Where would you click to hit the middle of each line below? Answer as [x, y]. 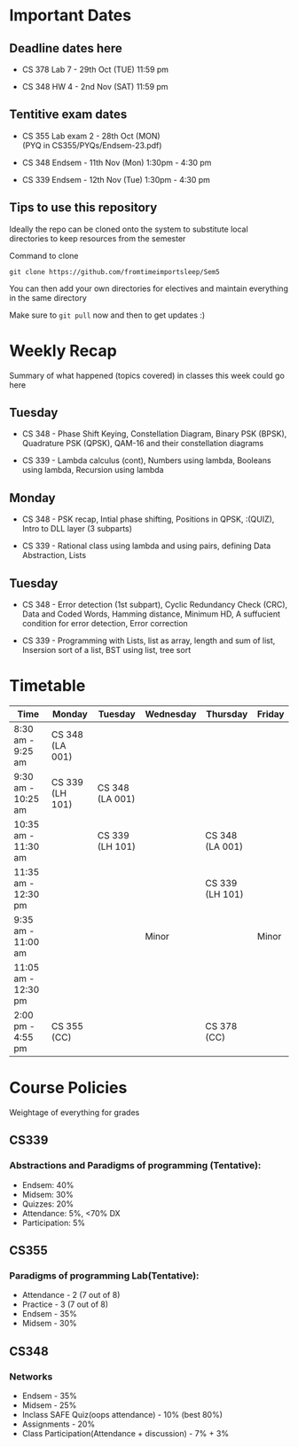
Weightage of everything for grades [74, 1112]
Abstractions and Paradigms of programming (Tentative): [135, 1166]
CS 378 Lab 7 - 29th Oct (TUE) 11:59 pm [95, 69]
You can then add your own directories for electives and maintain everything [149, 288]
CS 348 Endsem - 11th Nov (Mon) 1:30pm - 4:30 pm [117, 162]
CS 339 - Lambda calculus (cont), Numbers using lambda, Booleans [147, 460]
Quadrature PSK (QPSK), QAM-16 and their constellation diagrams [143, 444]
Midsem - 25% [49, 1405]
